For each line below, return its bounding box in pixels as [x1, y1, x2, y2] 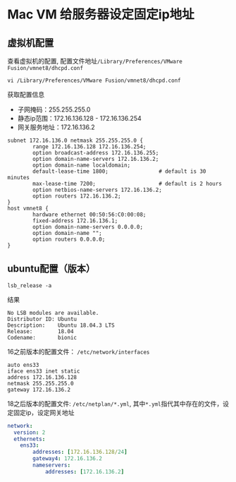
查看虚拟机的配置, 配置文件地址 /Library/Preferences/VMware [7, 57, 183, 65]
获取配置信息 [7, 90, 44, 99]
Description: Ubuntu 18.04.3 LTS [7, 322, 115, 329]
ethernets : [13, 435, 46, 442]
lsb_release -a [7, 282, 52, 289]
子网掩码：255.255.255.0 [17, 105, 91, 114]
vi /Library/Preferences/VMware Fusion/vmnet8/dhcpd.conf [7, 77, 181, 84]
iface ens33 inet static [7, 368, 80, 375]
